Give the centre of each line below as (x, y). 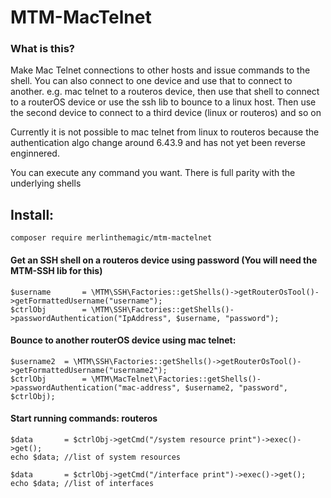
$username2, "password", (236, 387)
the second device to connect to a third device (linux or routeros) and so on (166, 113)
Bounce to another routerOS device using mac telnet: (123, 340)
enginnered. (35, 153)
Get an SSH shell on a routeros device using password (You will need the (164, 260)
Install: (32, 214)
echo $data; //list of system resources (96, 457)
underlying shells (46, 183)
